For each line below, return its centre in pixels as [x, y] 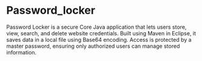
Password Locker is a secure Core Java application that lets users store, [96, 27]
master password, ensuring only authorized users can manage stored [93, 46]
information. [22, 52]
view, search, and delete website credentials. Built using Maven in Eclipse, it [101, 33]
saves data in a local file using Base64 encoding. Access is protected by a [99, 39]
